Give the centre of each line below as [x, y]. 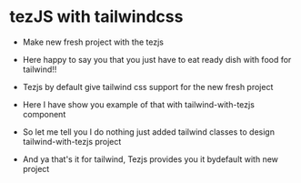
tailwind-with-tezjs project [72, 141]
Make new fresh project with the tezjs [93, 42]
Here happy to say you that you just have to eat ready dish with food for [157, 59]
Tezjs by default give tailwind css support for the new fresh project [148, 86]
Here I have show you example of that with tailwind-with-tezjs [138, 104]
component [44, 114]
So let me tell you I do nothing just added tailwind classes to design [149, 132]
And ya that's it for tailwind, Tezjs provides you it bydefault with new [150, 159]
